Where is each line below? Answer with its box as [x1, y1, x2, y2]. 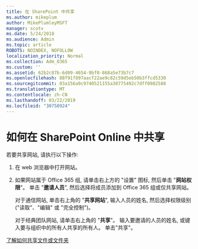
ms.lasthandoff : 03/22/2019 [6, 97, 76, 103]
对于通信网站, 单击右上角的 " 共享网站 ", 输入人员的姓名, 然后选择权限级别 [14, 197, 191, 204]
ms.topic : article [6, 42, 52, 48]
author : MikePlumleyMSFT [6, 20, 68, 26]
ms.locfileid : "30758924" [6, 102, 70, 109]
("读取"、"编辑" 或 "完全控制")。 [14, 204, 94, 211]
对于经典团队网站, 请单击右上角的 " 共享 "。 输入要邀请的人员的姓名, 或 [14, 217, 186, 224]
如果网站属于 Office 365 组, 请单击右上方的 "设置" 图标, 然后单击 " [14, 176, 177, 183]
